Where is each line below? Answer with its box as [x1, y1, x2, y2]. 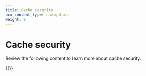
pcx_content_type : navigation [5, 12, 69, 17]
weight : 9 [5, 17, 26, 22]
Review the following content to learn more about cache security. [5, 55, 141, 61]
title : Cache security [5, 7, 53, 13]
